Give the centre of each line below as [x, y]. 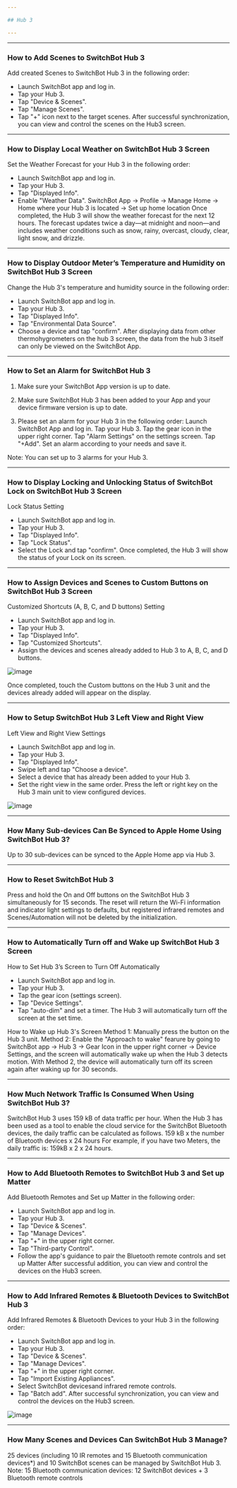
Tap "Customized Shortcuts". [60, 643]
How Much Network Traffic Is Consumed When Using [101, 1094]
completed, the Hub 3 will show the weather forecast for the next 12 [116, 215]
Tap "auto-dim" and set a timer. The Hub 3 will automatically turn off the [122, 1010]
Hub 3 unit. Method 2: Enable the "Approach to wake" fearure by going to [114, 1039]
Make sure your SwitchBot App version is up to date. [94, 386]
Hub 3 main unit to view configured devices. [82, 792]
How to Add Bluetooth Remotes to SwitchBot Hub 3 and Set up [116, 1173]
